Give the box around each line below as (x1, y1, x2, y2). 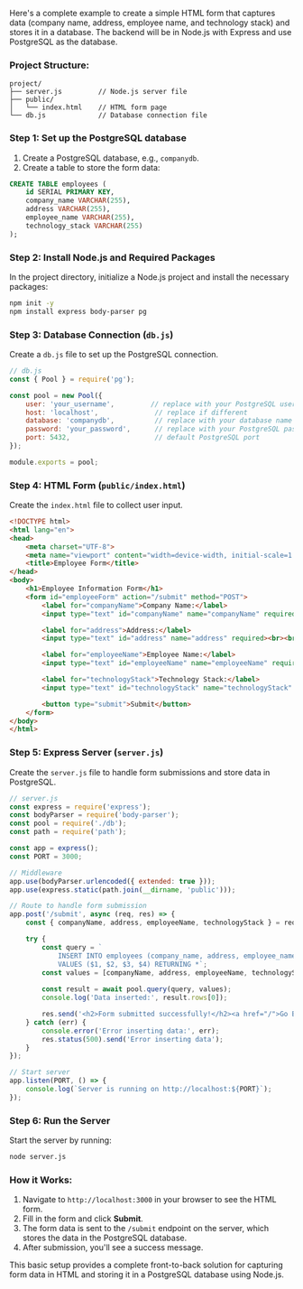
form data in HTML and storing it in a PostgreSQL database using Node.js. (9, 1269, 284, 1280)
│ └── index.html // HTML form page (9, 103, 168, 112)
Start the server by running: (9, 1135, 112, 1145)
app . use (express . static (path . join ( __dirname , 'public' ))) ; (9, 885, 236, 895)
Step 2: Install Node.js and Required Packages (9, 251, 216, 264)
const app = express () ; (9, 844, 99, 853)
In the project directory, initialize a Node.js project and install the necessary (9, 272, 289, 283)
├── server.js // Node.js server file (9, 88, 188, 97)
